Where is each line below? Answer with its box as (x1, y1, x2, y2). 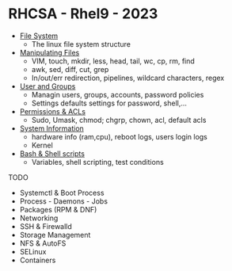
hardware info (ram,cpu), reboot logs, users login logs (31, 132, 207, 141)
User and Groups (19, 81, 76, 91)
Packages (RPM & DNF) (19, 204, 97, 214)
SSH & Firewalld (19, 221, 73, 231)
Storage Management (19, 230, 91, 239)
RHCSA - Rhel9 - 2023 (8, 5, 158, 23)
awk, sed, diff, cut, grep (31, 64, 109, 74)
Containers (19, 255, 56, 265)
